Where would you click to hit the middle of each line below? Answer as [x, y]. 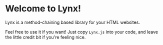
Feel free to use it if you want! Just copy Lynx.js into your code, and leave [82, 32]
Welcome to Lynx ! [43, 9]
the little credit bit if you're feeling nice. [45, 37]
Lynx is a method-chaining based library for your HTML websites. [72, 22]
